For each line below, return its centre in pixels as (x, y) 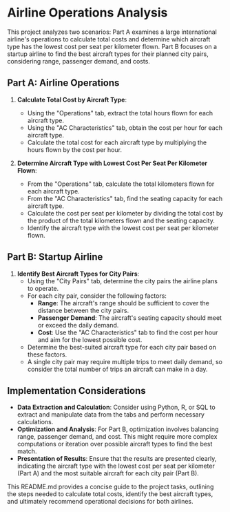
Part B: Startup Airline (55, 257)
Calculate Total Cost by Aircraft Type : (72, 99)
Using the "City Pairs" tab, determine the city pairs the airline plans (123, 281)
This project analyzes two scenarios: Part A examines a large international (112, 32)
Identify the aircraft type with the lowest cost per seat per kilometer (123, 228)
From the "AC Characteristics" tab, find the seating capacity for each (125, 198)
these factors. (47, 354)
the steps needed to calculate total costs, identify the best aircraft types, (110, 494)
